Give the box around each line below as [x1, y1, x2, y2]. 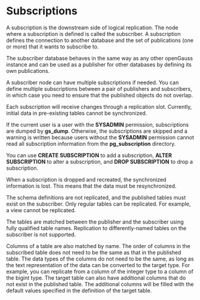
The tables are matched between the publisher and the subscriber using [6, 218, 184, 225]
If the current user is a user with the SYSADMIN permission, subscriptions [6, 121, 189, 128]
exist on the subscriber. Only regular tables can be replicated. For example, [6, 200, 191, 207]
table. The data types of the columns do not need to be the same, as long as [6, 255, 194, 262]
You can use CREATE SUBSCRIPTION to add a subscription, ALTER [6, 151, 172, 159]
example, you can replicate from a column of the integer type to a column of [6, 268, 194, 275]
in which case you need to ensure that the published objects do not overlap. [6, 91, 193, 99]
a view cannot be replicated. [6, 206, 76, 213]
